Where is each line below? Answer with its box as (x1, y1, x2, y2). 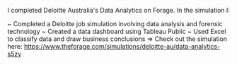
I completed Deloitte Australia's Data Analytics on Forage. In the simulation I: (7, 6, 230, 14)
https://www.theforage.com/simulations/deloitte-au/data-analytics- (23, 42, 221, 50)
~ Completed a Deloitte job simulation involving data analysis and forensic (7, 20, 223, 28)
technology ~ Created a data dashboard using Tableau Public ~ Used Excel (7, 28, 226, 35)
